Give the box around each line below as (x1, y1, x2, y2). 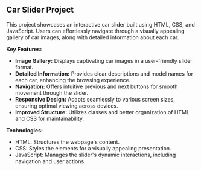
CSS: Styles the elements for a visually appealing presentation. (14, 144, 171, 152)
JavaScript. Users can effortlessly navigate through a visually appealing (6, 27, 185, 34)
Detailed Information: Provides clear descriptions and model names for (14, 69, 194, 77)
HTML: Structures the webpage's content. (14, 138, 120, 146)
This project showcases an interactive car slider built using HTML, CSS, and (6, 21, 195, 28)
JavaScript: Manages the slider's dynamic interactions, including (14, 151, 176, 158)
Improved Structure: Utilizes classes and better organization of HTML (14, 108, 190, 115)
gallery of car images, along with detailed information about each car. (6, 33, 179, 41)
